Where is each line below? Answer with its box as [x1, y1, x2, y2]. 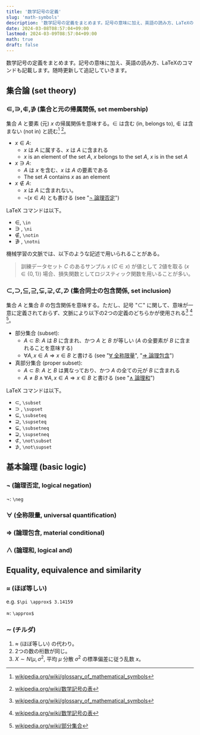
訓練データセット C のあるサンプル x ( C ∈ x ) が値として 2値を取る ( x [20, 263, 189, 270]
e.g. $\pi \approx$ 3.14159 [6, 598, 73, 605]
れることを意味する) [23, 344, 73, 351]
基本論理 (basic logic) [6, 462, 87, 472]
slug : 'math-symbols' [6, 14, 60, 20]
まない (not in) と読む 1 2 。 [6, 126, 70, 135]
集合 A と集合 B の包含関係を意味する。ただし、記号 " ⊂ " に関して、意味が [6, 301, 189, 308]
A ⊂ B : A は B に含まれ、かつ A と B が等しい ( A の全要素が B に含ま [23, 336, 190, 344]
